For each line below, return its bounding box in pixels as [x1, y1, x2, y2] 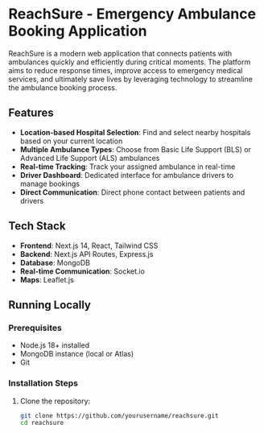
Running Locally [8, 298, 91, 311]
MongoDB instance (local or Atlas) [19, 349, 134, 359]
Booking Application [8, 22, 147, 40]
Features [8, 106, 54, 120]
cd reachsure [19, 419, 64, 427]
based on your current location [19, 136, 123, 146]
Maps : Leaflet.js [19, 274, 74, 284]
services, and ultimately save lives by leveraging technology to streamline [8, 74, 254, 84]
